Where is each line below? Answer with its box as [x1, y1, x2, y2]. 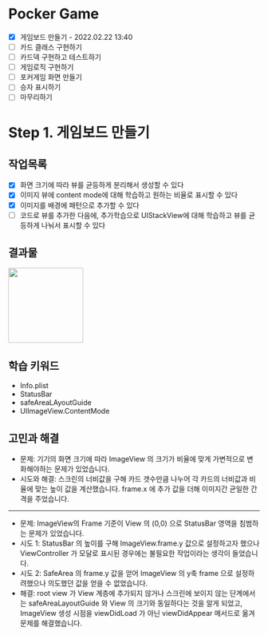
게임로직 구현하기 [19, 62, 74, 72]
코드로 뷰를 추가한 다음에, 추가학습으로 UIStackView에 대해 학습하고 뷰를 [19, 210, 247, 220]
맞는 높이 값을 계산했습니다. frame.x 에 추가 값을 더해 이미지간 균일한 [34, 484, 250, 494]
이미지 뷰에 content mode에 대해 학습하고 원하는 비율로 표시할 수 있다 [19, 190, 238, 200]
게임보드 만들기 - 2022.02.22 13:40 [19, 32, 133, 42]
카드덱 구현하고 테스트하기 [19, 53, 102, 62]
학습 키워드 [8, 359, 60, 372]
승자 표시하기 [19, 82, 61, 92]
